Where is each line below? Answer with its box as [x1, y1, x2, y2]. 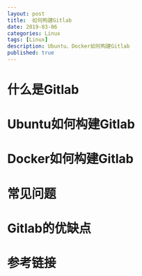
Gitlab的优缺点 [7, 220, 92, 236]
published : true [7, 50, 54, 57]
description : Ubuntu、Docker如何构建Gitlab [7, 43, 130, 50]
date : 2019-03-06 [7, 23, 58, 30]
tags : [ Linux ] [7, 36, 49, 43]
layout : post [7, 10, 45, 18]
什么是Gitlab [7, 82, 79, 98]
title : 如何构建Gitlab [7, 17, 72, 24]
